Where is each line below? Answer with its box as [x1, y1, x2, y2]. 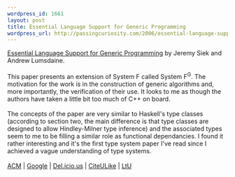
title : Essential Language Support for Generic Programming [7, 23, 187, 30]
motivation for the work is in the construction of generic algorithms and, [7, 80, 215, 88]
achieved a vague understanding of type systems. [7, 146, 152, 155]
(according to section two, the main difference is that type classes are [7, 117, 209, 125]
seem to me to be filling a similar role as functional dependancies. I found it [7, 132, 224, 140]
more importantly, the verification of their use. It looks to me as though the [7, 87, 222, 95]
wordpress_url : [7, 29, 52, 37]
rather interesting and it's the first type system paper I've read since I [7, 139, 207, 148]
